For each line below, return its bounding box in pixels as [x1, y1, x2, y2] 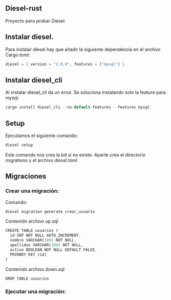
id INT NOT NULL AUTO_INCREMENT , [10, 233, 81, 238]
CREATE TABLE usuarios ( [5, 228, 58, 233]
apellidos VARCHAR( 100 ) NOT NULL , [10, 243, 83, 248]
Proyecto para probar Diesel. [5, 17, 66, 24]
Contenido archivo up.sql [5, 218, 58, 225]
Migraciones [5, 172, 47, 181]
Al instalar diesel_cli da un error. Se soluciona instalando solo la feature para [5, 89, 166, 95]
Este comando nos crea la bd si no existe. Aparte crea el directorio [5, 151, 146, 158]
